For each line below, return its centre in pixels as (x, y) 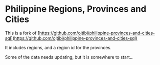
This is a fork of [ (22, 33)
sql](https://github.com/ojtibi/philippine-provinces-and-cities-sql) (71, 38)
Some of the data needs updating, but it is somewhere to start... (69, 57)
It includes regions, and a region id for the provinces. (58, 47)
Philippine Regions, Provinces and (76, 9)
